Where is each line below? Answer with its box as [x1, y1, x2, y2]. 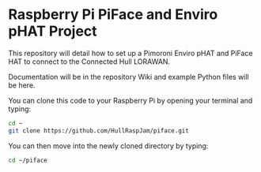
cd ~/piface [8, 156, 47, 164]
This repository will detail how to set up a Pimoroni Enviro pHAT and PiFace [8, 48, 253, 58]
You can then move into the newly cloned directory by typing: [8, 140, 209, 151]
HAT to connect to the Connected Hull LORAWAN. [8, 57, 171, 66]
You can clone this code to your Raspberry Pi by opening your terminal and [8, 95, 253, 105]
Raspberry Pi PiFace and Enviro [8, 6, 218, 24]
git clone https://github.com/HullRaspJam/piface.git [8, 126, 190, 135]
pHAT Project [8, 22, 97, 40]
